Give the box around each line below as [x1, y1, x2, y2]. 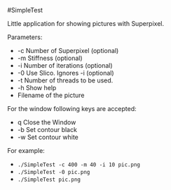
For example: [7, 147, 46, 154]
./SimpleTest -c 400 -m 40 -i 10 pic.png [17, 161, 140, 168]
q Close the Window [17, 118, 76, 126]
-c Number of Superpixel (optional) [17, 47, 119, 54]
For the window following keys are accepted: [7, 105, 137, 112]
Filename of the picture [17, 91, 85, 99]
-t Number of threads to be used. [17, 76, 114, 85]
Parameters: [7, 33, 43, 41]
